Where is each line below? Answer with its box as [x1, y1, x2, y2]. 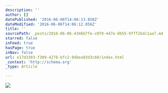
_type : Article [5, 64, 38, 69]
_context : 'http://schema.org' [5, 59, 72, 65]
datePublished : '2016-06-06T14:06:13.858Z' [5, 17, 100, 22]
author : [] [5, 12, 29, 17]
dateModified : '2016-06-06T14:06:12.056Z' [5, 21, 97, 27]
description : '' [5, 7, 40, 13]
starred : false [5, 36, 38, 41]
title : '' [5, 26, 27, 32]
